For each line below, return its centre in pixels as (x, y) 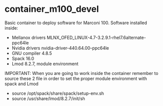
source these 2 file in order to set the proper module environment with (76, 78)
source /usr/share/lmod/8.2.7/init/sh (49, 98)
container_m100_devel (52, 9)
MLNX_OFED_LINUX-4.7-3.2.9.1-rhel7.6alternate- (96, 37)
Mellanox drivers (29, 37)
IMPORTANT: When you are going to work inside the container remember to (81, 73)
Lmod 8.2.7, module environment (45, 64)
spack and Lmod (22, 84)
